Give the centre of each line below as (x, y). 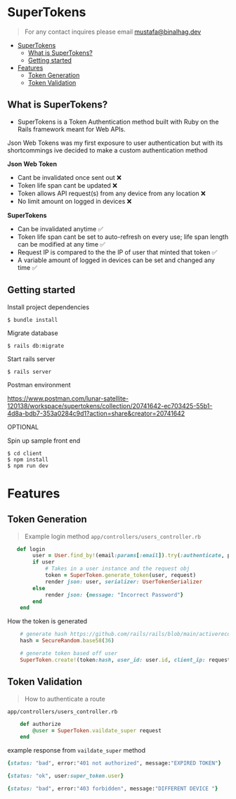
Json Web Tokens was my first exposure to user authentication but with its (115, 143)
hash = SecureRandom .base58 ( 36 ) (67, 641)
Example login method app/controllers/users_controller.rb (113, 536)
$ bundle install (33, 320)
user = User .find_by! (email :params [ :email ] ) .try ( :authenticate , (129, 556)
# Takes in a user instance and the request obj (117, 569)
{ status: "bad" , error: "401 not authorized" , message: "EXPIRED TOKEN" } (114, 763)
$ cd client (25, 453)
